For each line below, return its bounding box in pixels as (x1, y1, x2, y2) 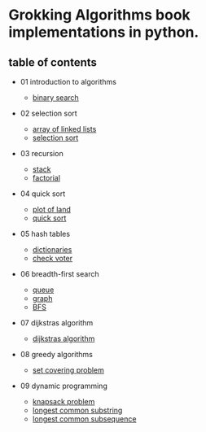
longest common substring (32, 405, 123, 415)
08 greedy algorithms (20, 350, 94, 359)
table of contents (8, 55, 98, 69)
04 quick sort (20, 189, 66, 199)
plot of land (32, 205, 72, 214)
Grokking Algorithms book (8, 6, 191, 24)
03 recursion (20, 149, 64, 158)
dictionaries (32, 245, 72, 254)
